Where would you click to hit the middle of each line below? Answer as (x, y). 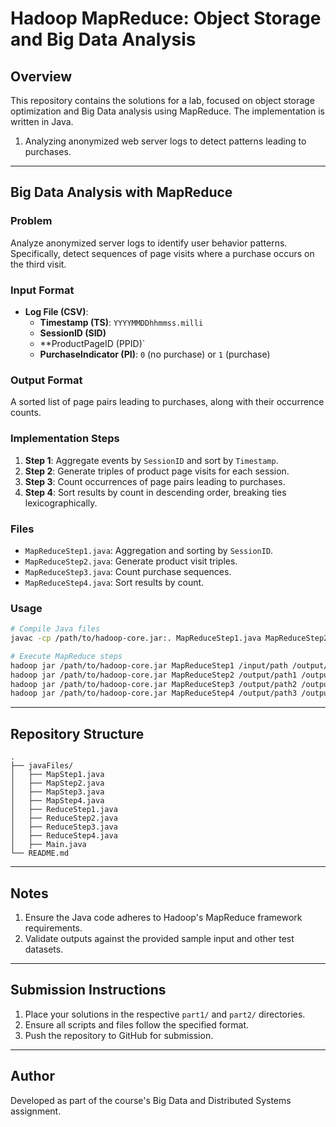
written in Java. (42, 121)
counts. (26, 413)
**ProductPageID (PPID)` (92, 343)
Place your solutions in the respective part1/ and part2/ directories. (165, 1014)
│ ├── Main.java (48, 845)
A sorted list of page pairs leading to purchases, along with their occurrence (167, 402)
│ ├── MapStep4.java (57, 801)
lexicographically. (61, 503)
